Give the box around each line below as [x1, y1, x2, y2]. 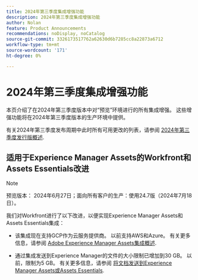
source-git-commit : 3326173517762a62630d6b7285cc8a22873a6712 [6, 36, 164, 42]
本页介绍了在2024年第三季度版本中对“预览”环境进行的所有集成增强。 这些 [6, 106, 187, 113]
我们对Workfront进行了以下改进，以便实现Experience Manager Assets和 [6, 212, 183, 219]
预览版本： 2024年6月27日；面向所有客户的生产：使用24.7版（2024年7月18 [6, 192, 192, 199]
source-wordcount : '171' [6, 47, 68, 53]
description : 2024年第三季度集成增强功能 [6, 14, 100, 20]
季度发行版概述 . [6, 133, 45, 141]
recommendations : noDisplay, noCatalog [6, 31, 105, 37]
